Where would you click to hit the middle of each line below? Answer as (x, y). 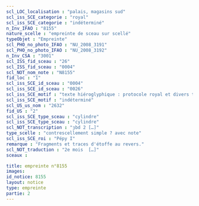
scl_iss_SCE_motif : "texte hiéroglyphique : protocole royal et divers (98, 94)
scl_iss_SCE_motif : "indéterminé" (50, 100)
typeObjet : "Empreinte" (37, 39)
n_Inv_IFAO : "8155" (32, 28)
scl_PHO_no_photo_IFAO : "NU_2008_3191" (57, 45)
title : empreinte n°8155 (37, 166)
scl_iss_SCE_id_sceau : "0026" (45, 89)
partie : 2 (18, 194)
